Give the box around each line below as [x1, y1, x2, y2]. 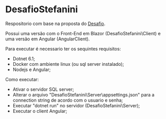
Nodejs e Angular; [12, 66, 51, 73]
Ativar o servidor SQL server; [12, 86, 74, 92]
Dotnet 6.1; [12, 55, 35, 62]
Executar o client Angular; [12, 108, 67, 114]
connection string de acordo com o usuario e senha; [12, 97, 124, 103]
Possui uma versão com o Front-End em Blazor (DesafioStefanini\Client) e [5, 30, 161, 36]
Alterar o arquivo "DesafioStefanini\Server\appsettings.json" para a [12, 91, 155, 98]
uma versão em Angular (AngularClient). [5, 36, 90, 42]
